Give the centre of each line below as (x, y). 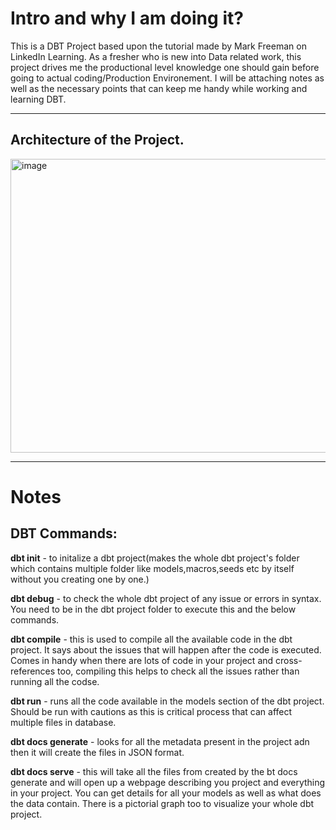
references (33, 671)
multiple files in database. (63, 722)
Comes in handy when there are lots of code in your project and (142, 660)
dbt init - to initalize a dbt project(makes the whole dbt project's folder (155, 558)
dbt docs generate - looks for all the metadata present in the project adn (160, 741)
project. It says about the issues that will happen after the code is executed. (166, 649)
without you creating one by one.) (80, 579)
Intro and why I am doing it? (127, 18)
